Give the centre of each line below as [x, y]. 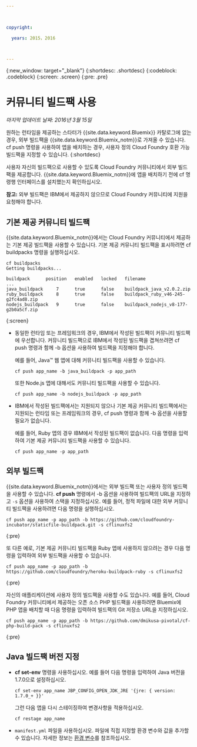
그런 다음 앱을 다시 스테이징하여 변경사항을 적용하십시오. [79, 707]
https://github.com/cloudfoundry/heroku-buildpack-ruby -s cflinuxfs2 [94, 572]
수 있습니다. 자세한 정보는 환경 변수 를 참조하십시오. [73, 738]
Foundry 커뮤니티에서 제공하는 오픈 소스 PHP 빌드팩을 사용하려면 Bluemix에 [94, 602]
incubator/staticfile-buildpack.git [51, 525]
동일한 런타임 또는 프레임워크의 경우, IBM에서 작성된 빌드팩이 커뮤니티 [95, 333]
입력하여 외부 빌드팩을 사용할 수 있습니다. [64, 555]
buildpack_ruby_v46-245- [155, 294]
